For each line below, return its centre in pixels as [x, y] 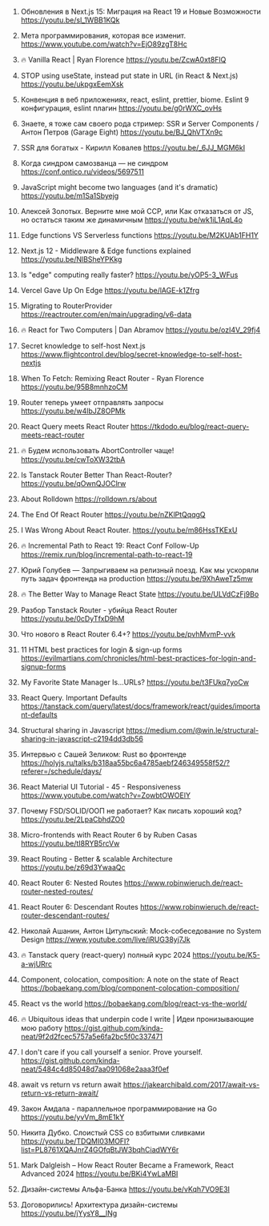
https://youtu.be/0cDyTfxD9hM [72, 619]
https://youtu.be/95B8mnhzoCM [74, 387]
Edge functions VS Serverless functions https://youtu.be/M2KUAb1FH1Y [140, 235]
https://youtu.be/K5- [227, 955]
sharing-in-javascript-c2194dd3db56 [82, 739]
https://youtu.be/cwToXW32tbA [73, 459]
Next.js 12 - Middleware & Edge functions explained [106, 251]
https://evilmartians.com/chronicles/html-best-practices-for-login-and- [139, 658]
